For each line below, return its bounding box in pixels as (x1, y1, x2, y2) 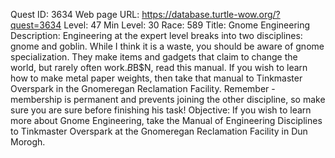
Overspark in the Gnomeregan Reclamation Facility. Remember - (10, 83, 276, 94)
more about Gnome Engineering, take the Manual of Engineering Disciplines (10, 115, 323, 126)
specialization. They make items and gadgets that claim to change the (10, 51, 298, 63)
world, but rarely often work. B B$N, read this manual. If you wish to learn (10, 62, 308, 73)
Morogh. (10, 136, 46, 148)
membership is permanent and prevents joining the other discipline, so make (10, 94, 326, 105)
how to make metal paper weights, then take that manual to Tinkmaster (10, 72, 303, 84)
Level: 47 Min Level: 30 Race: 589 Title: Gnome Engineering (63, 19, 311, 31)
